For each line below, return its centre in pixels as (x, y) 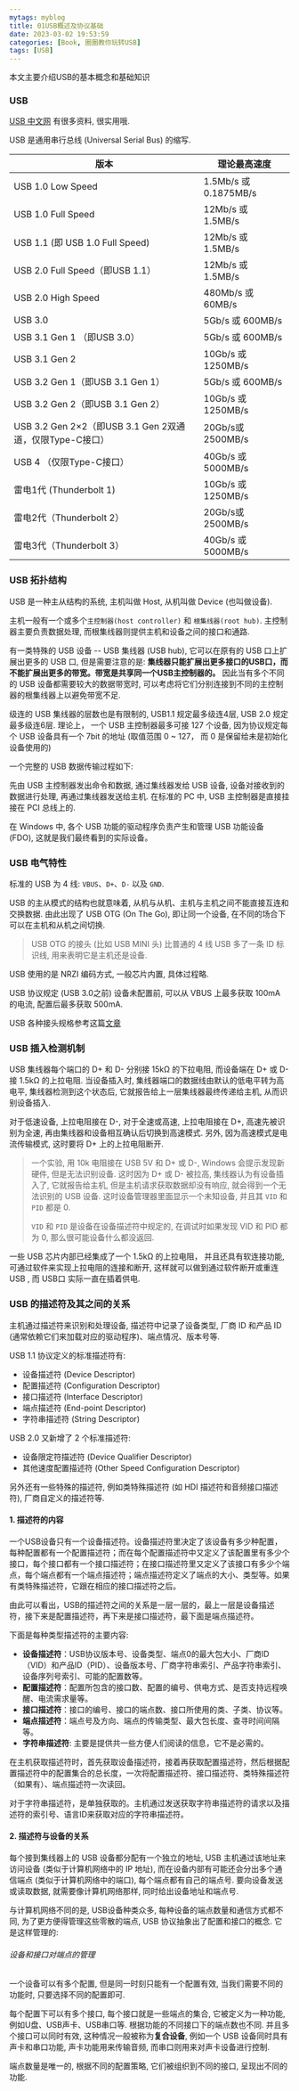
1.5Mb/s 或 (227, 182)
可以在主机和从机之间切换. (57, 925)
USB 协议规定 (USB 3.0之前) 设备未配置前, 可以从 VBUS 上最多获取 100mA (145, 993)
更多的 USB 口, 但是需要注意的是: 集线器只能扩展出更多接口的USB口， (153, 661)
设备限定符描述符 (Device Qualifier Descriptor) (107, 1457)
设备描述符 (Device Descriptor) (79, 1374)
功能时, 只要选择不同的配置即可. (68, 1995)
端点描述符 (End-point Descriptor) (84, 1408)
